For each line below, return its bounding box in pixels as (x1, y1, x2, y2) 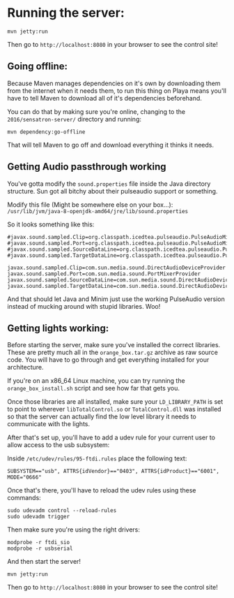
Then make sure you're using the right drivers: (7, 525, 141, 534)
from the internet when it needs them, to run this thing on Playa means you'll (7, 86, 226, 95)
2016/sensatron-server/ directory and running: (7, 115, 141, 123)
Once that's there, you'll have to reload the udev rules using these (7, 486, 196, 495)
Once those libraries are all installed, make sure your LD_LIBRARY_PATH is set (7, 398, 224, 406)
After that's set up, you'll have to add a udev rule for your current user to (7, 433, 216, 442)
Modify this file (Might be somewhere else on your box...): (7, 200, 173, 209)
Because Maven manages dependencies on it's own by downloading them (7, 79, 221, 87)
